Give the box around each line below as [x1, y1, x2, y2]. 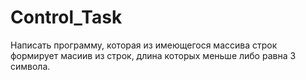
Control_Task [10, 6, 123, 29]
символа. [10, 60, 51, 72]
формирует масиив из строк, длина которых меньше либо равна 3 [10, 49, 297, 61]
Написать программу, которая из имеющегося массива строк [10, 39, 278, 51]
